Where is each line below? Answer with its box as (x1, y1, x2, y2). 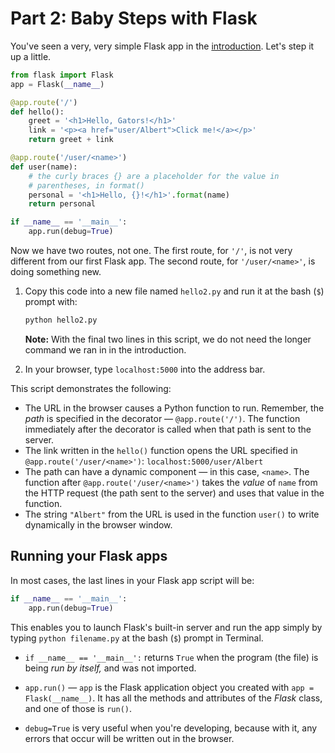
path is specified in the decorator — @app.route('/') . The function (24, 412, 301, 424)
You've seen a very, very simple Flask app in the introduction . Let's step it (10, 40, 315, 52)
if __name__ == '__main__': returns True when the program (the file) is (24, 651, 319, 663)
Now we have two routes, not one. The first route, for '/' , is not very (10, 245, 293, 257)
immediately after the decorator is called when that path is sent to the (24, 423, 312, 435)
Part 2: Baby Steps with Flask (10, 7, 258, 30)
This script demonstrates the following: (10, 382, 172, 394)
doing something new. (10, 266, 102, 278)
